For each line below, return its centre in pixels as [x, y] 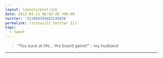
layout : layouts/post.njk [31, 9]
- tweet [17, 32]
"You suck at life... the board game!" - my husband [68, 46]
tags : [10, 28]
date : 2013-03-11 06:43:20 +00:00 [40, 14]
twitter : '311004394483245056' [37, 18]
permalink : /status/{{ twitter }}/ [41, 23]
